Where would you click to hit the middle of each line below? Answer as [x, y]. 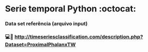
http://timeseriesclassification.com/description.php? [79, 37]
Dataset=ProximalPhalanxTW [40, 45]
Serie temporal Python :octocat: [71, 9]
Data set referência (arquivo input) [46, 24]
